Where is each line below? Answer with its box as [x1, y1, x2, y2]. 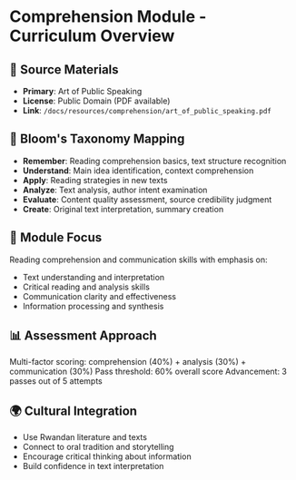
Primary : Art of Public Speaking [22, 86, 143, 96]
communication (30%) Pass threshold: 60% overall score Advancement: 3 [9, 366, 288, 377]
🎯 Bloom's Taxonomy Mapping [9, 132, 185, 147]
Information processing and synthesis [22, 300, 164, 311]
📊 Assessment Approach [9, 328, 157, 344]
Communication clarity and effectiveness [22, 290, 177, 301]
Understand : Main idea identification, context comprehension [22, 165, 254, 176]
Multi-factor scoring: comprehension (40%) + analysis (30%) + [9, 357, 247, 367]
